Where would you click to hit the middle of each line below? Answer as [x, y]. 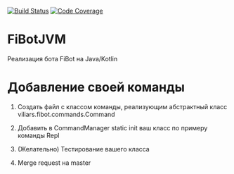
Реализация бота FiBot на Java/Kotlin [63, 58]
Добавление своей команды [96, 87]
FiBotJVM [37, 39]
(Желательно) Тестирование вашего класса [83, 149]
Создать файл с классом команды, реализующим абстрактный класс [122, 106]
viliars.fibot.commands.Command [66, 114]
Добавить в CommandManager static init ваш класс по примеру [112, 128]
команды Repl [38, 135]
